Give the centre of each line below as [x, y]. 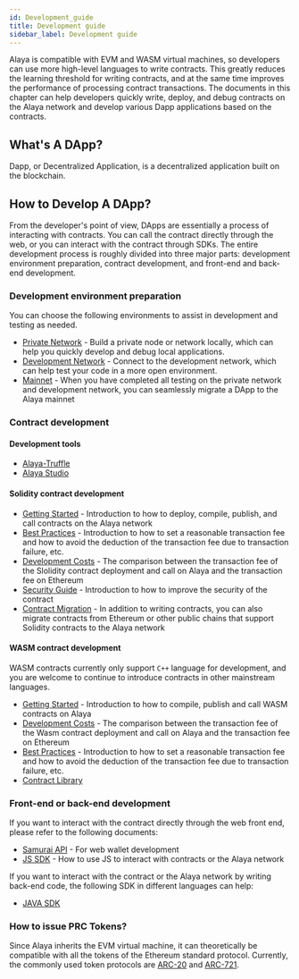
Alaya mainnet [48, 400]
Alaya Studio [46, 473]
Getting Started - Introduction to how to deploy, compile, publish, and [149, 513]
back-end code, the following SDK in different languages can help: [132, 886]
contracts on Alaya [57, 713]
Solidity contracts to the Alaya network [93, 628]
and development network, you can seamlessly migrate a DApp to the [150, 390]
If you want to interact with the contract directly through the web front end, [147, 823]
